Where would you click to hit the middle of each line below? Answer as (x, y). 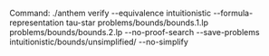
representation (37, 23)
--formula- (233, 13)
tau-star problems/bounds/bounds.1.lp (137, 23)
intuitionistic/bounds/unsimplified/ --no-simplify (99, 42)
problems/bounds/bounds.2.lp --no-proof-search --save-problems (134, 32)
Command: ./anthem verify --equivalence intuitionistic (110, 13)
